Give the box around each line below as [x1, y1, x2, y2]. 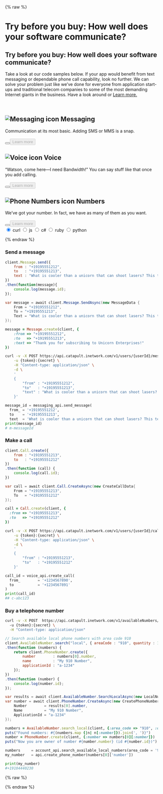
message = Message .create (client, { [5, 327, 79, 332]
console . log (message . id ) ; [14, 287, 66, 292]
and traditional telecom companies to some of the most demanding [14, 87, 148, 92]
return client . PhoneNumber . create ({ [14, 649, 88, 654]
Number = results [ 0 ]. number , [14, 703, 88, 709]
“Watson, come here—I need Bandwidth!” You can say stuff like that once [5, 166, 152, 172]
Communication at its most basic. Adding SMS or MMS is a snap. [5, 128, 135, 134]
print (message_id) [5, 421, 42, 426]
